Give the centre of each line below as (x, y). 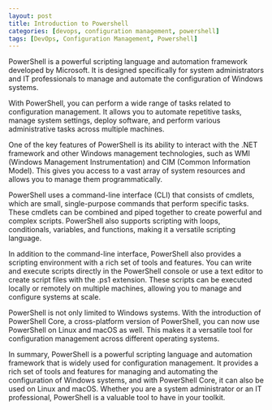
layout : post (30, 16)
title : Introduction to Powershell (69, 24)
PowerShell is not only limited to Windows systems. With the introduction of (135, 313)
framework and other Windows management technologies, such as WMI (129, 153)
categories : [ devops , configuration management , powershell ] (114, 31)
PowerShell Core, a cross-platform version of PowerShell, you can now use (134, 322)
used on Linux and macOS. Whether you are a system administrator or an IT (135, 389)
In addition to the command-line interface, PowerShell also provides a (125, 254)
